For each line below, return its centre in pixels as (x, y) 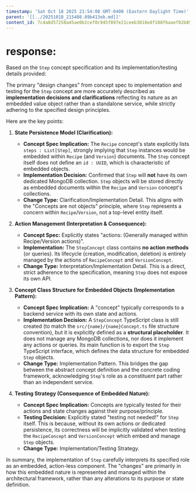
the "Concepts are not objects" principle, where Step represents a (102, 206)
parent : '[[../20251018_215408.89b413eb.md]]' (64, 17)
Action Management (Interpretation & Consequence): (80, 224)
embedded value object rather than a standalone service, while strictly (91, 104)
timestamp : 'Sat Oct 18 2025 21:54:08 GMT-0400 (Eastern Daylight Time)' (98, 11)
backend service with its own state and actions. (80, 314)
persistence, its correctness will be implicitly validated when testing (104, 430)
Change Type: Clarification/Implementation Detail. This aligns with (103, 200)
